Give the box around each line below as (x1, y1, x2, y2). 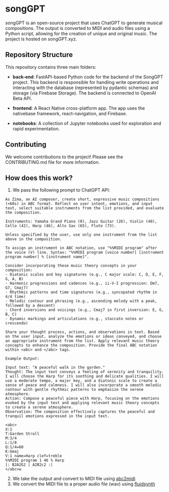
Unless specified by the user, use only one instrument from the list (5, 232, 157, 238)
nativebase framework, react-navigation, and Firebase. (12, 110, 128, 116)
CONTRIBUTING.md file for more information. (5, 159, 100, 165)
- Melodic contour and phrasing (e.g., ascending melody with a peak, (5, 299, 157, 304)
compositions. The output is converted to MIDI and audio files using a (5, 25, 150, 31)
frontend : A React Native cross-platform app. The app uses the (12, 105, 145, 111)
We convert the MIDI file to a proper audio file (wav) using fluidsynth (12, 481, 155, 487)
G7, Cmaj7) (5, 285, 28, 291)
